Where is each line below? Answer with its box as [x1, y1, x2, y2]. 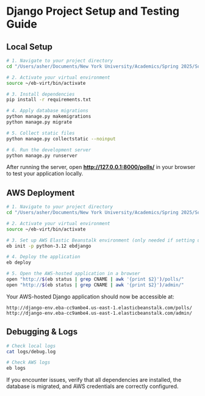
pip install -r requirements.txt [6, 96, 92, 103]
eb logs [6, 365, 26, 372]
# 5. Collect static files [6, 130, 75, 136]
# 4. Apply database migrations [6, 108, 88, 114]
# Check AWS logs [6, 359, 51, 365]
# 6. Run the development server [6, 146, 92, 153]
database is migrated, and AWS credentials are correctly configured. [6, 383, 179, 390]
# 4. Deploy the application [6, 254, 81, 260]
